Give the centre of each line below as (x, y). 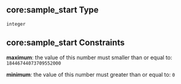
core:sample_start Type (52, 10)
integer (16, 24)
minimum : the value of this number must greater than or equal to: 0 (91, 74)
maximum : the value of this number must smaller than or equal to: (89, 57)
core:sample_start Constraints (66, 43)
